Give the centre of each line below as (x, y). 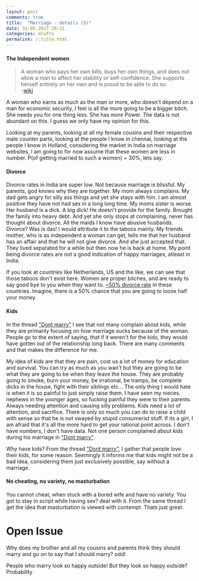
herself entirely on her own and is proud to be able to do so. (94, 85)
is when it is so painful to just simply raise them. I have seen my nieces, (94, 393)
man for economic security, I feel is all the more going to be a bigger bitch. (97, 108)
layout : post (22, 12)
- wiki (27, 90)
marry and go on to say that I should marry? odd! (66, 554)
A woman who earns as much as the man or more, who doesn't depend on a (99, 102)
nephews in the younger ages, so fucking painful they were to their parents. (99, 399)
